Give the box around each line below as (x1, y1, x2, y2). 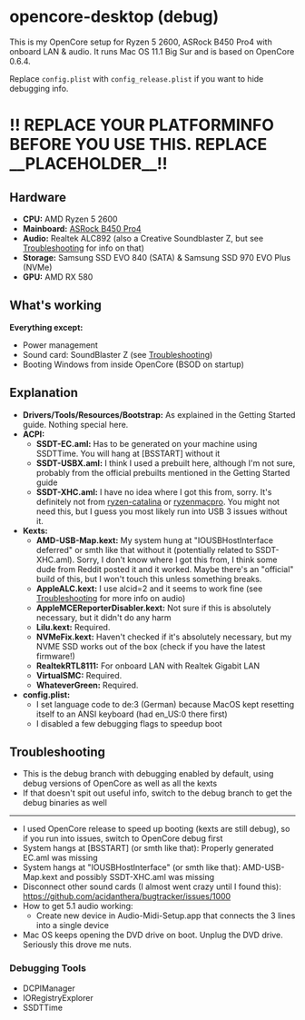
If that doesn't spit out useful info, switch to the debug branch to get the (22, 787, 292, 798)
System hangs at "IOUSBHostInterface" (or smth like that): (22, 862, 241, 873)
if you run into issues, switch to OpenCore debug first (22, 833, 223, 844)
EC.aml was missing (22, 852, 98, 864)
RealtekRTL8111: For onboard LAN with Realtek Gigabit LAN (35, 660, 261, 671)
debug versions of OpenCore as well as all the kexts (22, 778, 218, 789)
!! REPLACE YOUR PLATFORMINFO (9, 115, 275, 135)
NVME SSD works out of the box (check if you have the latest (35, 640, 266, 651)
